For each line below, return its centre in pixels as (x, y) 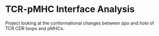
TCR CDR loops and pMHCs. (35, 28)
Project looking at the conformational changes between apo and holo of (80, 23)
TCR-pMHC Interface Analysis (70, 9)
